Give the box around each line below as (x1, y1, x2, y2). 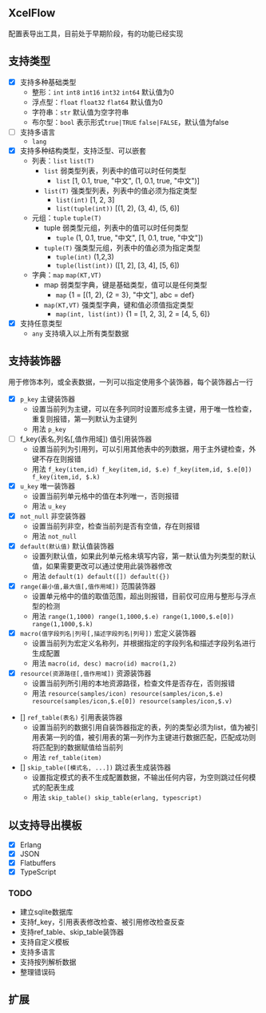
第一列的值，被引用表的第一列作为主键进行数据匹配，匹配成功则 (46, 733, 256, 742)
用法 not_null (31, 531, 77, 541)
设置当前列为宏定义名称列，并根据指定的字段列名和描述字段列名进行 (31, 638, 256, 648)
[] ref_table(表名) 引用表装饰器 (19, 713, 123, 722)
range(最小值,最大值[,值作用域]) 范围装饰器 (19, 581, 157, 591)
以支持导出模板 (8, 818, 82, 832)
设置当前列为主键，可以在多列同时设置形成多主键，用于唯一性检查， (31, 404, 256, 413)
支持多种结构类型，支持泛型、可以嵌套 (19, 146, 146, 155)
